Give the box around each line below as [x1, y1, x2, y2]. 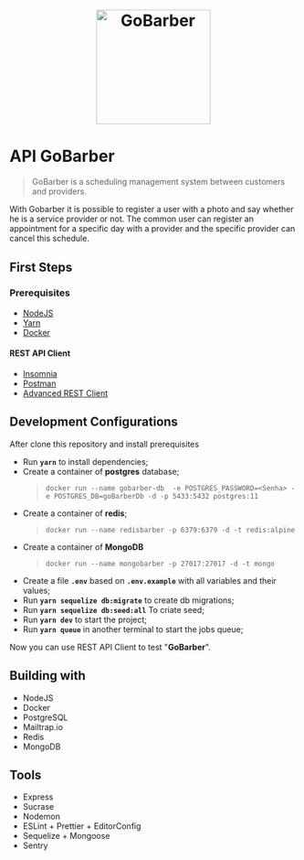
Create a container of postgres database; [22, 466, 180, 477]
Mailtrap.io [22, 721, 64, 732]
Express [22, 791, 54, 802]
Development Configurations [9, 414, 178, 430]
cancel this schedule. [9, 233, 89, 244]
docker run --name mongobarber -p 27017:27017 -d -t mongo [45, 559, 276, 568]
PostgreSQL [22, 712, 68, 723]
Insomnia [22, 369, 58, 380]
